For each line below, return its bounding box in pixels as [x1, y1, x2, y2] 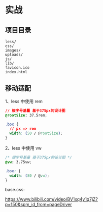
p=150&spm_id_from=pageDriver [5, 202, 72, 208]
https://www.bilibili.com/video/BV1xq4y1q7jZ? [5, 196, 98, 202]
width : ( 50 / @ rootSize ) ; [9, 131, 63, 136]
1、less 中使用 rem [5, 98, 43, 104]
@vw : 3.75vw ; [5, 159, 32, 164]
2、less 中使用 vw [5, 145, 42, 151]
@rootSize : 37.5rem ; [5, 112, 48, 118]
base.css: [5, 187, 25, 193]
